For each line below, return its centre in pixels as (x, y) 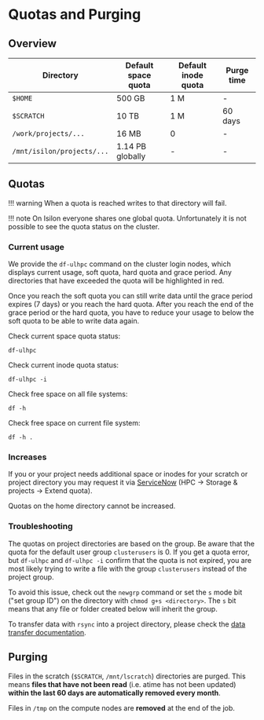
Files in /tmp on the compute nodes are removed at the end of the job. (122, 707)
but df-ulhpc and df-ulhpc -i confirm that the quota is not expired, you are (130, 560)
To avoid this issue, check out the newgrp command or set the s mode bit (125, 592)
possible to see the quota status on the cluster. (84, 226)
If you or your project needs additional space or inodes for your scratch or (128, 474)
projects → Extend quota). (50, 491)
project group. (31, 577)
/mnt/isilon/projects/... (60, 151)
